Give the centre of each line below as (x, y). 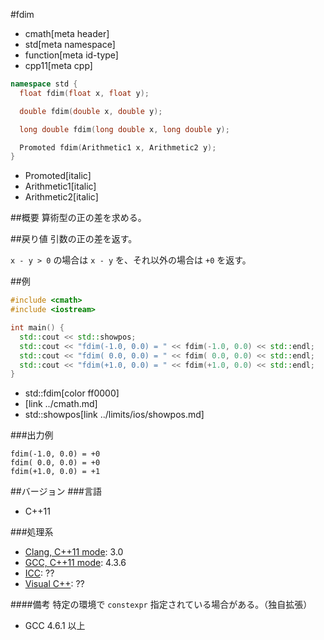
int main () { (37, 328)
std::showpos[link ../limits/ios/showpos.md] (114, 415)
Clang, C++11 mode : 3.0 (74, 552)
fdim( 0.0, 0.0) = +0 (55, 463)
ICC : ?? (39, 573)
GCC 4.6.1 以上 (55, 626)
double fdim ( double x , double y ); (91, 111)
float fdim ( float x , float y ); (84, 93)
